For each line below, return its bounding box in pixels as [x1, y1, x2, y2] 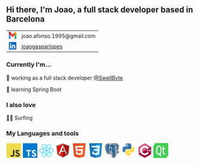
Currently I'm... [6, 60, 52, 69]
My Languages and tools [6, 129, 79, 137]
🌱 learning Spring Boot [6, 86, 62, 93]
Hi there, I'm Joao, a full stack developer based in [6, 5, 194, 15]
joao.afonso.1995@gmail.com [21, 32, 96, 40]
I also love [6, 101, 36, 109]
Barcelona [6, 14, 45, 25]
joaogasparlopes [21, 42, 63, 50]
